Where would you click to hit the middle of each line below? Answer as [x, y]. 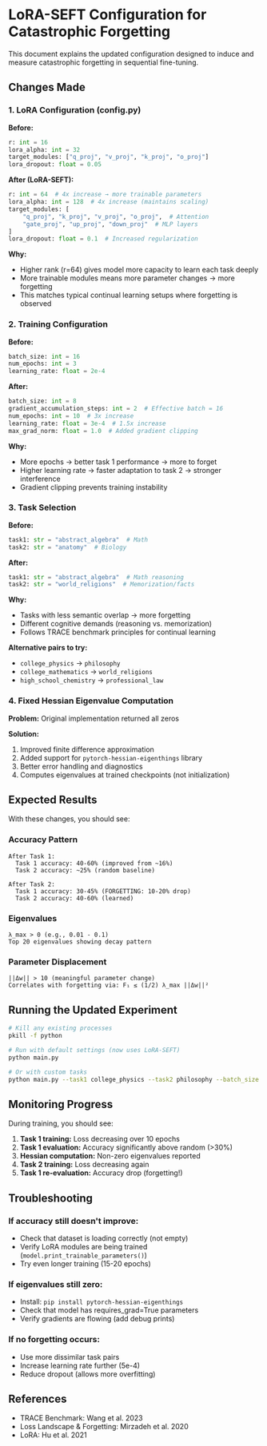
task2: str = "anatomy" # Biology [68, 547]
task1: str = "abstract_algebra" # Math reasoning [96, 577]
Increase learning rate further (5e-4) [80, 1365]
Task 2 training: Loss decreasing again [84, 1165]
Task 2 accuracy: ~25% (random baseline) [86, 870]
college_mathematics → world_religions [86, 672]
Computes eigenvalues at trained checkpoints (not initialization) [125, 775]
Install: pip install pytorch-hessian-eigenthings [102, 1302]
